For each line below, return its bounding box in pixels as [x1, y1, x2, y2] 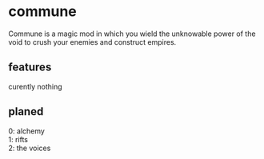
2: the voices [8, 143, 51, 153]
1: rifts [8, 134, 28, 144]
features [8, 61, 52, 74]
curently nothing [8, 81, 62, 91]
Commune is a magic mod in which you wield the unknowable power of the [8, 29, 256, 38]
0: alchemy [8, 126, 46, 136]
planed [8, 105, 44, 118]
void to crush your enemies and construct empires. [8, 37, 177, 46]
